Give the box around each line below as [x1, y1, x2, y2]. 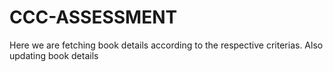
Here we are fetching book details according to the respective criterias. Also [9, 39, 324, 51]
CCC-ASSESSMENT [9, 6, 178, 29]
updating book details [9, 49, 99, 61]
